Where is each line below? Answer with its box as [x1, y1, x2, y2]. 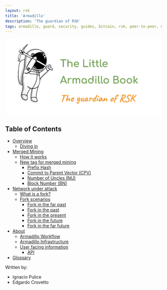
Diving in [19, 143, 38, 149]
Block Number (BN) [27, 180, 67, 187]
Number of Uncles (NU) [27, 175, 76, 181]
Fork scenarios [19, 196, 51, 202]
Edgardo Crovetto [12, 280, 49, 286]
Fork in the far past [27, 202, 66, 208]
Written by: [5, 265, 28, 271]
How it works [19, 154, 47, 160]
